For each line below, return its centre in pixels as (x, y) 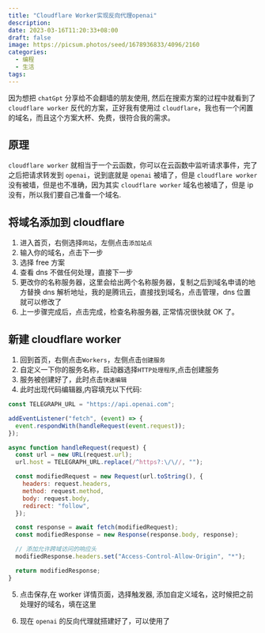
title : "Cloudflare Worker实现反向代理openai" (83, 15)
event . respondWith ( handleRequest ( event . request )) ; (100, 426)
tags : (17, 74)
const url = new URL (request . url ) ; (74, 455)
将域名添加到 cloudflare (66, 222)
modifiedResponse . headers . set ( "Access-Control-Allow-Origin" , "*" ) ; (131, 557)
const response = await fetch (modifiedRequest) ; (97, 527)
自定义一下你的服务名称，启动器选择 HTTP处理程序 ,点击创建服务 (119, 370)
